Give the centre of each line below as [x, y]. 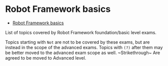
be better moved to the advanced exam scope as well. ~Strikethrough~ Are [83, 53]
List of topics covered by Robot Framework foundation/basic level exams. [81, 32]
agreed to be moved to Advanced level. [46, 58]
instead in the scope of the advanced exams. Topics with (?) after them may [84, 47]
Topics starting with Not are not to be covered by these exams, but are [77, 42]
